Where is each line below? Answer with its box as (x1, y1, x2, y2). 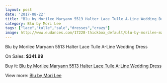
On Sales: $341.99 (5, 53, 44, 59)
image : (5, 30, 19, 35)
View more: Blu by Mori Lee (5, 73, 62, 78)
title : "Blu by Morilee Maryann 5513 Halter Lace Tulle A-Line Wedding (5, 16, 157, 21)
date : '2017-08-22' (5, 12, 46, 17)
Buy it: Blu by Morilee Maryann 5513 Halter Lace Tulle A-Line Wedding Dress (5, 63, 162, 69)
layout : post (5, 7, 32, 12)
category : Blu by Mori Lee (5, 21, 61, 26)
